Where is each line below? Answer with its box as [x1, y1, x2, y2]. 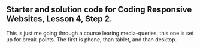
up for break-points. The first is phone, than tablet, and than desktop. [6, 35, 177, 43]
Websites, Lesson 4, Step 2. [6, 14, 113, 24]
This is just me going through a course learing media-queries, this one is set [6, 30, 194, 37]
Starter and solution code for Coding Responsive [6, 5, 192, 15]
